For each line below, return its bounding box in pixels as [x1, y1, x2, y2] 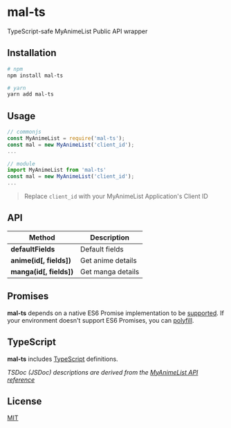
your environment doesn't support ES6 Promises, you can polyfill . [7, 316, 194, 324]
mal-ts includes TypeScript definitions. [7, 355, 119, 363]
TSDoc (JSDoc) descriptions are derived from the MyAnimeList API [7, 368, 198, 376]
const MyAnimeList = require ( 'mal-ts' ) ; [7, 134, 126, 142]
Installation [7, 47, 57, 59]
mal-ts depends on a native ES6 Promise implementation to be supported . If [7, 309, 225, 317]
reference [7, 375, 35, 384]
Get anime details [80, 256, 137, 265]
